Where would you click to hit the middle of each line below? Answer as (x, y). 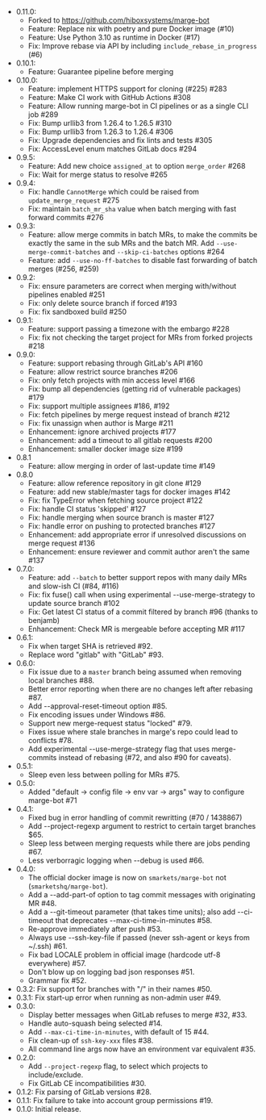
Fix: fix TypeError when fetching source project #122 (115, 500)
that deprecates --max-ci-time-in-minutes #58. (134, 920)
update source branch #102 (74, 603)
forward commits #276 (66, 217)
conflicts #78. (51, 740)
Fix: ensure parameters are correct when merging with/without (132, 286)
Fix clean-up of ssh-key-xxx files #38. (91, 1041)
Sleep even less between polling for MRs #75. (104, 775)
